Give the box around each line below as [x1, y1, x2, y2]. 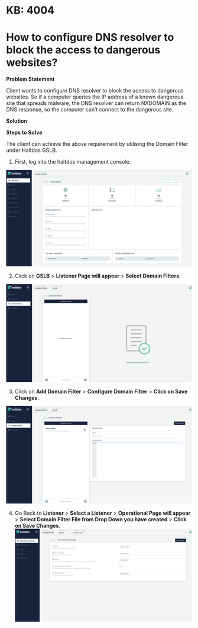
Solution [6, 117, 28, 125]
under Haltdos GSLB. [6, 146, 57, 154]
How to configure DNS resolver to [6, 31, 174, 44]
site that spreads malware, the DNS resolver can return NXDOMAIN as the [6, 100, 187, 107]
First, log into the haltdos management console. [14, 158, 131, 165]
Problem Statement [6, 75, 55, 83]
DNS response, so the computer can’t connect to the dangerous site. [6, 106, 174, 113]
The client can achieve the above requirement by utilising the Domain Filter [6, 141, 189, 148]
